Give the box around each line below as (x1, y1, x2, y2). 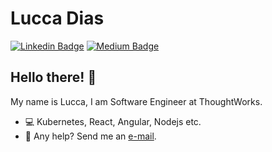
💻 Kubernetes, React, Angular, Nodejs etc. (24, 115, 202, 127)
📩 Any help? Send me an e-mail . (24, 130, 157, 142)
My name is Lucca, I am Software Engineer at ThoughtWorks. (10, 95, 263, 107)
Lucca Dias (10, 7, 105, 30)
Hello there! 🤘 (10, 69, 97, 86)
